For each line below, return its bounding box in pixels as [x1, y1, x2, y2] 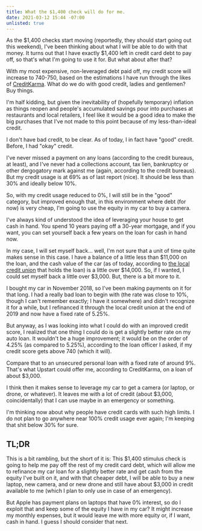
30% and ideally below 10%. [6, 180, 77, 187]
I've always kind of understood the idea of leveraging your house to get [6, 216, 184, 224]
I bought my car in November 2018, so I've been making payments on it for [6, 285, 192, 292]
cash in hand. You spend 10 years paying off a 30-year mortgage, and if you [6, 223, 196, 230]
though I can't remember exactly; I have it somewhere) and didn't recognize [6, 298, 195, 305]
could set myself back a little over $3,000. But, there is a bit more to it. [6, 273, 181, 280]
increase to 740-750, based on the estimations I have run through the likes [6, 74, 191, 82]
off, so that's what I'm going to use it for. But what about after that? [6, 56, 172, 64]
